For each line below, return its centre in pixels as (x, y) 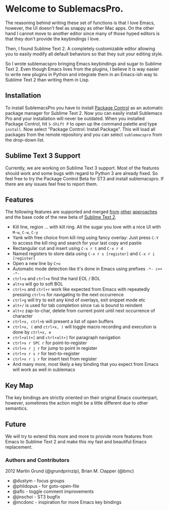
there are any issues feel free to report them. (52, 184)
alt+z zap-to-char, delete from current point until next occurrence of (84, 311)
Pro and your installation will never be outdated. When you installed (75, 118)
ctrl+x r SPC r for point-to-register (50, 343)
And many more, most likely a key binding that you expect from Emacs (85, 364)
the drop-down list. (25, 140)
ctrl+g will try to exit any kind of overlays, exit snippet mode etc (79, 300)
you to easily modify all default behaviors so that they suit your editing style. (84, 54)
